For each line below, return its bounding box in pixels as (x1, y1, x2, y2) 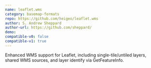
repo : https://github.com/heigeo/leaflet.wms (5, 16, 98, 21)
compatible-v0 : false (5, 34, 49, 39)
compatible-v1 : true (5, 39, 47, 44)
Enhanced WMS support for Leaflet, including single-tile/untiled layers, (5, 52, 147, 58)
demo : (5, 30, 16, 34)
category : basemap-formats (5, 12, 60, 17)
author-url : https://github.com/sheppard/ (5, 25, 92, 30)
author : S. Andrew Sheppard (5, 20, 62, 26)
